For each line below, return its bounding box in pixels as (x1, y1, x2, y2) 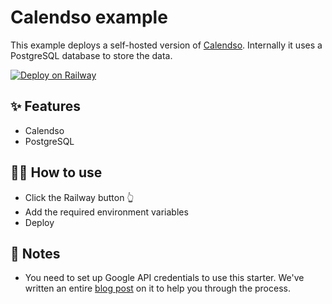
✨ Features (10, 98, 81, 115)
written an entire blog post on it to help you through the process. (24, 282, 291, 295)
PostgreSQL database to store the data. (10, 49, 173, 61)
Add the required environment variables (24, 206, 189, 218)
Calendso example (10, 6, 168, 29)
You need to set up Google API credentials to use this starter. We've (24, 272, 305, 284)
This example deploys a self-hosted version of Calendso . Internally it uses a (10, 39, 323, 51)
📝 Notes (10, 245, 61, 262)
